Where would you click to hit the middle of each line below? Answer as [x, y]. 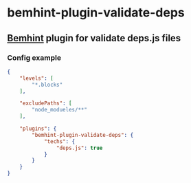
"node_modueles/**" [60, 110]
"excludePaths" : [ [46, 104]
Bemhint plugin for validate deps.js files [94, 38]
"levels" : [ [36, 78]
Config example [34, 58]
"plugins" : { [38, 129]
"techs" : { [59, 141]
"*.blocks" [47, 85]
